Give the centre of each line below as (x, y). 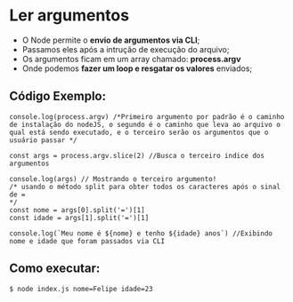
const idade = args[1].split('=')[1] (79, 218)
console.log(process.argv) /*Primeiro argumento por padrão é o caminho (147, 116)
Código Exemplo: (58, 96)
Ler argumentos (69, 16)
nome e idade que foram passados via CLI (87, 241)
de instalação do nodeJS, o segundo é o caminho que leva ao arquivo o (145, 124)
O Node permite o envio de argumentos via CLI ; (111, 40)
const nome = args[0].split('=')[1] (77, 210)
